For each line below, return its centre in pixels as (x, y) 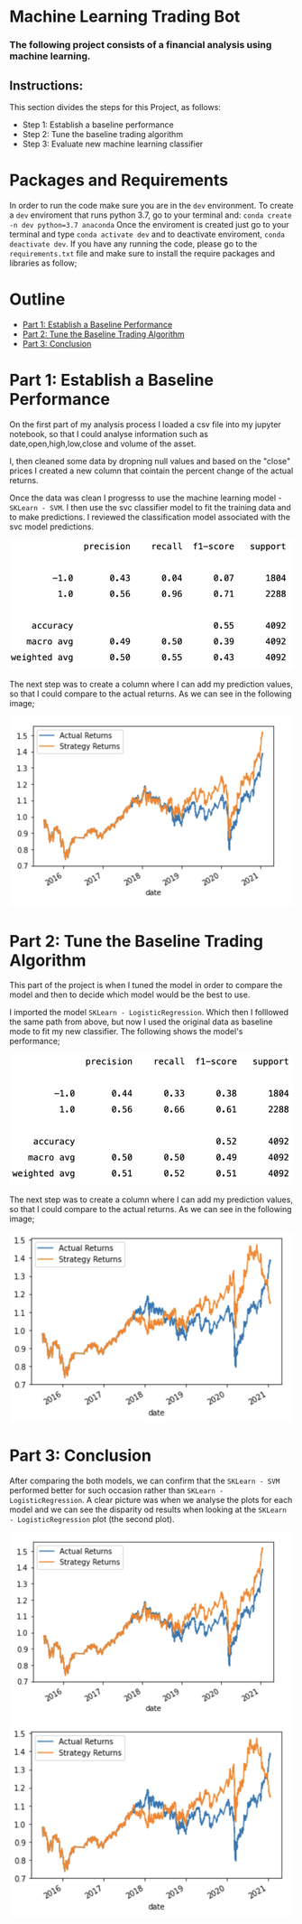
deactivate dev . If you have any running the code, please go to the (133, 243)
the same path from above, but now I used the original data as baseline (141, 1022)
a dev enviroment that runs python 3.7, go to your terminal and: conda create (151, 215)
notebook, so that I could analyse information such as (109, 434)
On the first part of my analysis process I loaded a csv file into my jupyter (145, 424)
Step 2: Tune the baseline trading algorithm (102, 134)
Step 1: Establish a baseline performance (98, 125)
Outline (37, 299)
